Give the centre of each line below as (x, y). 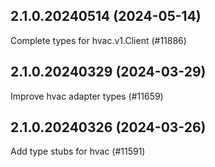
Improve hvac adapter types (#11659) (87, 96)
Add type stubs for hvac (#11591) (78, 151)
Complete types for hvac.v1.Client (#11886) (98, 40)
